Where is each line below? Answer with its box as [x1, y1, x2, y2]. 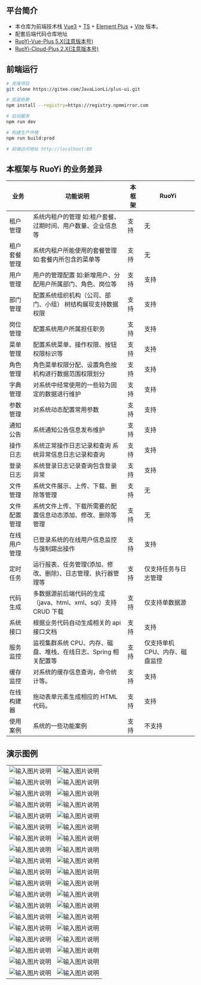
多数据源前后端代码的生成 [32, 590, 105, 598]
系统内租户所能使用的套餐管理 [32, 246, 117, 255]
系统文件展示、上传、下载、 [32, 482, 111, 490]
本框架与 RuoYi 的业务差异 [6, 164, 103, 174]
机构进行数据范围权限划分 [32, 370, 105, 378]
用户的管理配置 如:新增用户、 [32, 271, 114, 279]
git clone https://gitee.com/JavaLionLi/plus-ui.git [6, 86, 141, 92]
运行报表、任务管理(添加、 [32, 560, 108, 569]
